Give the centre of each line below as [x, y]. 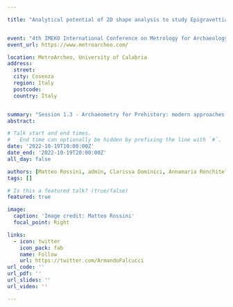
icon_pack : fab [42, 248]
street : [25, 70]
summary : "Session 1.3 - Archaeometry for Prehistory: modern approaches [116, 114]
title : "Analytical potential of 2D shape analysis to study [97, 19]
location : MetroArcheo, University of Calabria [77, 57]
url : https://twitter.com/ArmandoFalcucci [82, 261]
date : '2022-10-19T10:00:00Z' [51, 146]
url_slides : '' [29, 280]
